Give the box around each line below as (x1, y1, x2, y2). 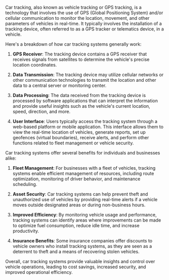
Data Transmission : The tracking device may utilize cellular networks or (12, 72, 164, 78)
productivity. (12, 228, 40, 234)
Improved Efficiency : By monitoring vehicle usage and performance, (12, 212, 157, 217)
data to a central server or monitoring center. (12, 82, 107, 88)
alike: (5, 155, 17, 161)
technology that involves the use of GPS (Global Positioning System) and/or (5, 10, 163, 16)
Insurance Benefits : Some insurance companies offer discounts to (12, 238, 153, 243)
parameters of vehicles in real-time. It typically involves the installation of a (5, 20, 162, 26)
